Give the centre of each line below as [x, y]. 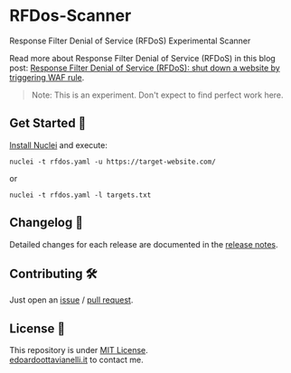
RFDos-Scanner [70, 16]
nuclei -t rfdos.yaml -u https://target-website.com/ [113, 162]
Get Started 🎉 [48, 123]
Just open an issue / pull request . [71, 300]
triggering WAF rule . [47, 77]
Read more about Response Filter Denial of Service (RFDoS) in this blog [142, 58]
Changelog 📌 [47, 223]
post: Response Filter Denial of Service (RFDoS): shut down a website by [145, 68]
